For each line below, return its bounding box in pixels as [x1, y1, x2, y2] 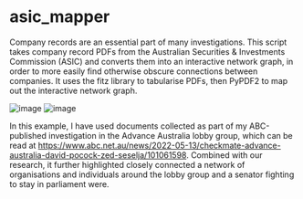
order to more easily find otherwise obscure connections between [9, 66, 258, 77]
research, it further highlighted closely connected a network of [9, 159, 246, 170]
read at [9, 140, 37, 151]
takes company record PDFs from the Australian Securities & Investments [9, 46, 286, 57]
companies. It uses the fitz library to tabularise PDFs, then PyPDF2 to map [9, 75, 288, 86]
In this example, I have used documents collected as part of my [9, 120, 248, 131]
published [9, 130, 47, 141]
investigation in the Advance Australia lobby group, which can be [48, 130, 294, 141]
